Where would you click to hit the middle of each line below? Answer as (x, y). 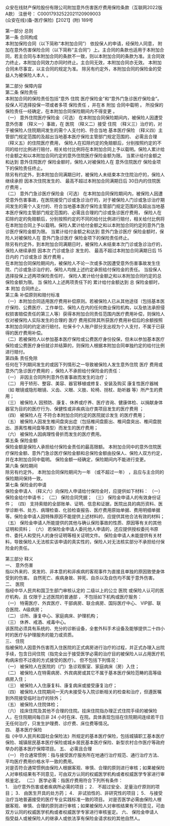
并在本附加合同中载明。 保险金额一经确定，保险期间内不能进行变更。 (77, 459)
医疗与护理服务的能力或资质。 (45, 635)
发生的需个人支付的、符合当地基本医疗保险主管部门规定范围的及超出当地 (85, 206)
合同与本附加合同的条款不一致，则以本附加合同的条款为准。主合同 (91, 56)
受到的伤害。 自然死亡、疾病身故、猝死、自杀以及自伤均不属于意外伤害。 (81, 578)
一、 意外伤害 (19, 565)
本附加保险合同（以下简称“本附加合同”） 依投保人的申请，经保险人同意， (81, 44)
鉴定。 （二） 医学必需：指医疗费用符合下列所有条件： (66, 780)
